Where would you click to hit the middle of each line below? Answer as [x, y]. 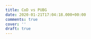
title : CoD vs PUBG [26, 10]
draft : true [18, 29]
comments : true [22, 19]
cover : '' [16, 24]
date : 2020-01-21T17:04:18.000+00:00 [46, 15]
